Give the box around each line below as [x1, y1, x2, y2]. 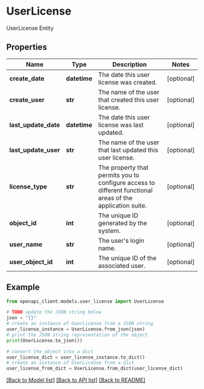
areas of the [98, 194, 133, 202]
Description [112, 60, 147, 68]
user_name [9, 240, 42, 248]
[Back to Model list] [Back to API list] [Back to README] [6, 376, 146, 384]
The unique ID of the [98, 254, 157, 262]
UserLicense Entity [6, 24, 54, 32]
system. [98, 226, 121, 235]
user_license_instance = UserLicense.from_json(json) [6, 326, 146, 332]
